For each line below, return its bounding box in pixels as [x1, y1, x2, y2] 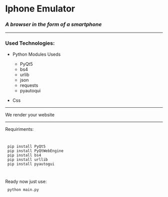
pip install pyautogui [7, 161, 55, 166]
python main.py [7, 187, 39, 192]
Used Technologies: [5, 40, 55, 47]
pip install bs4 [7, 152, 41, 158]
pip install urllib [7, 157, 48, 162]
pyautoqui [19, 87, 41, 93]
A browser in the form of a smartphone [5, 21, 102, 28]
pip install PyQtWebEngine [7, 148, 64, 153]
